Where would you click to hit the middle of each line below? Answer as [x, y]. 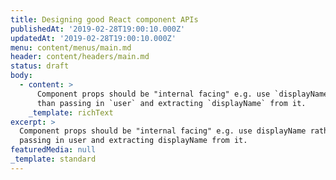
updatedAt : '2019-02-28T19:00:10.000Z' [93, 38]
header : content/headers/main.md [80, 57]
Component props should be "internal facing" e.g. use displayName [163, 131]
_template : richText [71, 112]
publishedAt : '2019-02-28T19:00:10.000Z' [98, 29]
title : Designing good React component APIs [104, 19]
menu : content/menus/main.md [71, 47]
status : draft [40, 66]
